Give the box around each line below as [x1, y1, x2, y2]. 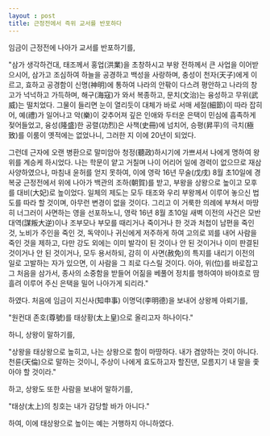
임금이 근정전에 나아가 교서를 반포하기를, [8, 42, 135, 52]
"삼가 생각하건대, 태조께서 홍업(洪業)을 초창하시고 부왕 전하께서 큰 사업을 [8, 60, 238, 69]
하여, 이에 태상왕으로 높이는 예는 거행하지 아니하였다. [8, 418, 174, 428]
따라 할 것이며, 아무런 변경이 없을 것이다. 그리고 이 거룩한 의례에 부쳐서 [23, 197, 244, 207]
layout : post [8, 11, 56, 20]
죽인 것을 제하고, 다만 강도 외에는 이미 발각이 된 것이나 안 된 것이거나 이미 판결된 [8, 238, 260, 247]
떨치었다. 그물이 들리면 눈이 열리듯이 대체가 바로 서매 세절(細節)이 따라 [26, 100, 248, 110]
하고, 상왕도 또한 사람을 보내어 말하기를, [8, 384, 133, 393]
